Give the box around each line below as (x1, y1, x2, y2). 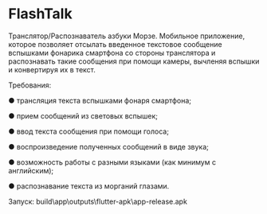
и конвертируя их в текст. (8, 64, 96, 74)
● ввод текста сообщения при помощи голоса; (8, 126, 170, 136)
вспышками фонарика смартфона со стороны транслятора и (8, 48, 216, 57)
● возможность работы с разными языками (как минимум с (8, 157, 217, 167)
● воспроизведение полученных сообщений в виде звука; (8, 142, 210, 151)
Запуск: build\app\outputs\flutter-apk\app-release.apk (8, 196, 187, 206)
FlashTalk (8, 5, 73, 23)
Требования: (8, 80, 52, 90)
